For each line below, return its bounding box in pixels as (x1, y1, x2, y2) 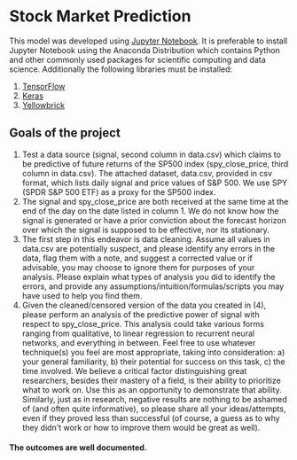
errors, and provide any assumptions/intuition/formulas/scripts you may (21, 281, 285, 292)
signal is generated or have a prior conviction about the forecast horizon (21, 214, 286, 225)
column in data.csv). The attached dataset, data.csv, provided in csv (21, 168, 273, 178)
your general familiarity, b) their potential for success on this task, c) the (21, 356, 285, 367)
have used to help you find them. (21, 290, 143, 300)
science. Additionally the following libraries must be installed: (9, 64, 233, 74)
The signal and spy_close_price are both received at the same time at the (21, 196, 289, 207)
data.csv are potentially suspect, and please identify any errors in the (21, 243, 276, 253)
